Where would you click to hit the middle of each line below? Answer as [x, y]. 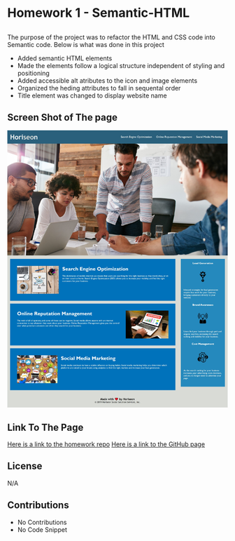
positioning [34, 73]
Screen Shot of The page [62, 117]
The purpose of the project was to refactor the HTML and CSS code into [111, 37]
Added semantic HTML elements [65, 58]
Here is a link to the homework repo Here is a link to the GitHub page [106, 444]
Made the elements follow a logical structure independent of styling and [121, 65]
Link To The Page [45, 427]
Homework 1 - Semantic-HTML [99, 13]
